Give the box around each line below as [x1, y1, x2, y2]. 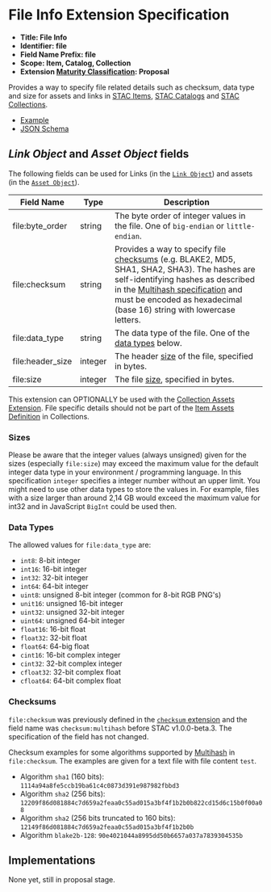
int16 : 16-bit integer [19, 564, 87, 574]
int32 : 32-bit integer [19, 573, 89, 583]
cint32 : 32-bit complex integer [19, 658, 123, 668]
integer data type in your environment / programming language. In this [8, 467, 242, 478]
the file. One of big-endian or [114, 220, 224, 231]
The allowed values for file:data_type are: [8, 540, 152, 550]
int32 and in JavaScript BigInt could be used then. [8, 502, 177, 511]
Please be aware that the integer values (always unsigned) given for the [8, 450, 248, 460]
